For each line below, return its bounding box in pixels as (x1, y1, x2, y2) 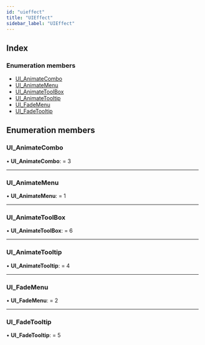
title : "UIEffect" (6, 15, 53, 21)
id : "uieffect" (6, 9, 45, 15)
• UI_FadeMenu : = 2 (6, 297, 59, 304)
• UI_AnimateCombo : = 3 (6, 157, 71, 165)
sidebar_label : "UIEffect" (6, 20, 75, 26)
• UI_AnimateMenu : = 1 (6, 192, 66, 200)
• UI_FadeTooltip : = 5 (6, 332, 61, 339)
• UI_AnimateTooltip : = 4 (6, 262, 70, 269)
